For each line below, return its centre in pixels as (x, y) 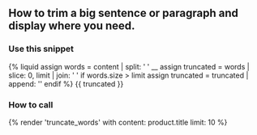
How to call (31, 104)
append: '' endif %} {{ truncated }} (66, 83)
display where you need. (72, 26)
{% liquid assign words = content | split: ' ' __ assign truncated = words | (129, 66)
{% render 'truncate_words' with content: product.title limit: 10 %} (118, 122)
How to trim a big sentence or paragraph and (124, 13)
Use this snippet (41, 49)
